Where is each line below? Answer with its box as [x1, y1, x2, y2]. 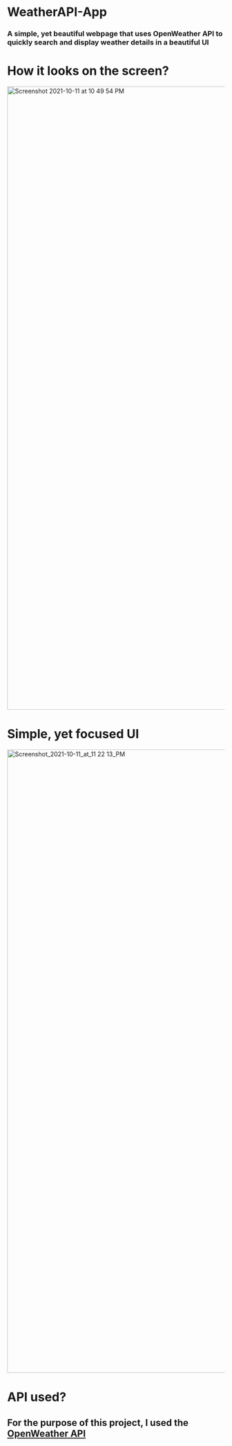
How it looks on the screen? [7, 63, 169, 79]
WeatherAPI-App [7, 4, 107, 20]
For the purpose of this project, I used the [7, 1417, 188, 1429]
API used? [7, 1389, 67, 1405]
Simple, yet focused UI [7, 726, 139, 742]
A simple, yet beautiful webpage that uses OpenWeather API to [7, 29, 223, 39]
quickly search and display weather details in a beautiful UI [7, 37, 209, 47]
